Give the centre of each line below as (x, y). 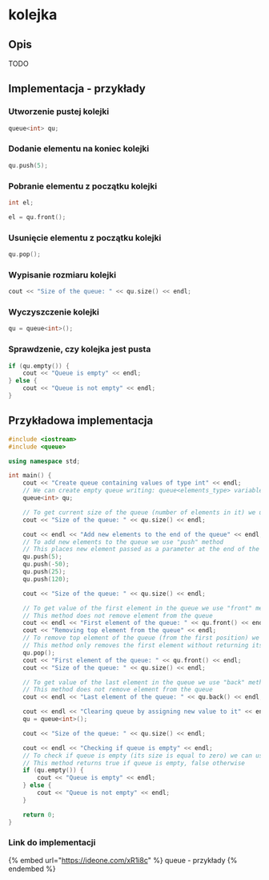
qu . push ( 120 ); (46, 579)
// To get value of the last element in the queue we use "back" (134, 682)
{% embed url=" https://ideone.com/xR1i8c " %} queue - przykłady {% (123, 860)
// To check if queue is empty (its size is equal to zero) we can (137, 756)
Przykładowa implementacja (81, 421)
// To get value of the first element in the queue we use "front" (137, 608)
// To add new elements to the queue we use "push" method (123, 542)
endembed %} (32, 869)
